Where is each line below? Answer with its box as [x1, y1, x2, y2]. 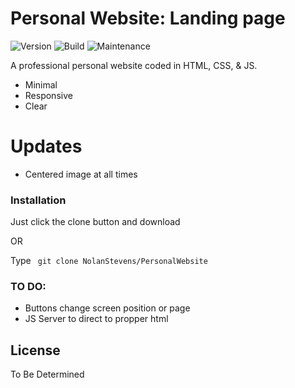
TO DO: [10, 280, 47, 294]
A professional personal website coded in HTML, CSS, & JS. [10, 59, 258, 71]
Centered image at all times [24, 168, 138, 180]
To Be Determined [10, 368, 85, 381]
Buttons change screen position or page [24, 302, 191, 314]
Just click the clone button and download [10, 216, 181, 228]
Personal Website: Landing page [10, 7, 286, 30]
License [10, 342, 61, 359]
